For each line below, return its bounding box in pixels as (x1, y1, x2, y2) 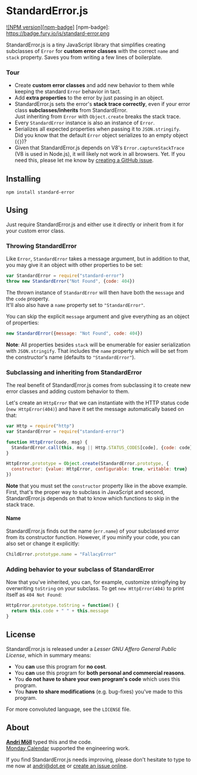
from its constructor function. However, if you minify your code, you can (6, 534, 181, 541)
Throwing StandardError (6, 242, 77, 250)
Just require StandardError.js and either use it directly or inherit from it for (6, 221, 184, 228)
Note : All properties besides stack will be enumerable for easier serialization (6, 341, 191, 348)
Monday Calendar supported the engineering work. (6, 744, 130, 751)
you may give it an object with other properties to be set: (6, 262, 143, 269)
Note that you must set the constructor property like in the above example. (6, 482, 188, 489)
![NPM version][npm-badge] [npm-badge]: (6, 24, 110, 31)
